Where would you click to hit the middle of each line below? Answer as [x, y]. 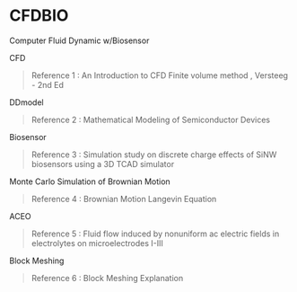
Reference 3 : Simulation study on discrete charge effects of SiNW [154, 155]
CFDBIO [39, 16]
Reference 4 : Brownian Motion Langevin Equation [124, 199]
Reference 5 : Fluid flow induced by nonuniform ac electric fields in [155, 234]
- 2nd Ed [48, 84]
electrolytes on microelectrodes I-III [97, 243]
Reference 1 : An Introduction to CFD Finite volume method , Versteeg [160, 75]
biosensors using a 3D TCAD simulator [103, 164]
